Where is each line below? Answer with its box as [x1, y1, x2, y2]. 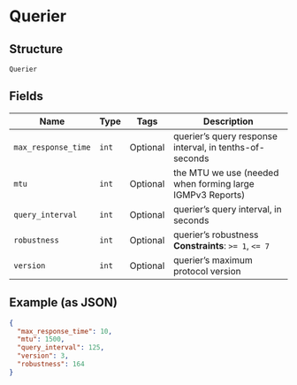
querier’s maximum [173, 254, 254, 266]
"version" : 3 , [17, 351, 69, 360]
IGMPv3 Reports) [173, 189, 246, 201]
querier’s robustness [173, 228, 259, 241]
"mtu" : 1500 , [17, 335, 65, 344]
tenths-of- [218, 141, 265, 153]
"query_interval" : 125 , [17, 343, 104, 352]
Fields [9, 89, 44, 104]
